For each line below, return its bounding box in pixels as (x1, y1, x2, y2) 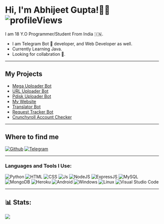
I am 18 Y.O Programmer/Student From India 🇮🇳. (5, 31, 103, 37)
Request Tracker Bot (12, 109, 54, 114)
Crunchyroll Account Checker (12, 114, 72, 120)
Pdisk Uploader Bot (12, 93, 51, 99)
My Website (12, 98, 37, 104)
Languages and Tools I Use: (5, 162, 72, 169)
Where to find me (5, 133, 59, 141)
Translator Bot (12, 104, 41, 110)
